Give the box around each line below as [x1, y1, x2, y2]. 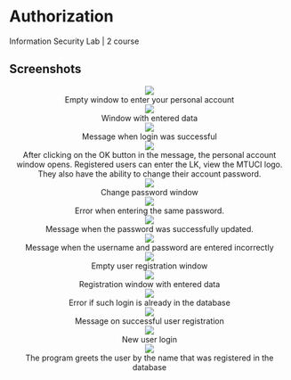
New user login [121, 334, 178, 344]
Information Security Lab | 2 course [9, 36, 140, 46]
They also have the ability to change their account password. [37, 168, 262, 179]
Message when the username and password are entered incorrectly [25, 242, 274, 252]
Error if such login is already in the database [68, 297, 231, 308]
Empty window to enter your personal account [64, 94, 235, 104]
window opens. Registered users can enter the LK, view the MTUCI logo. [16, 159, 283, 169]
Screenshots [9, 62, 82, 77]
